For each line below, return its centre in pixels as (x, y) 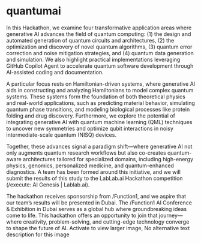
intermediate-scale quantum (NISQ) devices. (61, 135)
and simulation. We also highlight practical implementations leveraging (93, 59)
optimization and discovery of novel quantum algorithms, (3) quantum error (99, 47)
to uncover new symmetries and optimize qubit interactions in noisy (90, 128)
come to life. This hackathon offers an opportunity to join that (82, 215)
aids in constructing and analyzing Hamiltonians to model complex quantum (100, 90)
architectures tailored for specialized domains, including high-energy (108, 159)
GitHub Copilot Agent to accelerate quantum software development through (100, 66)
